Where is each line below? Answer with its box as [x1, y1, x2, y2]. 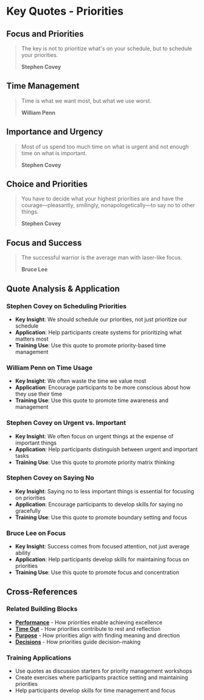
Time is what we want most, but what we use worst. [21, 97, 152, 105]
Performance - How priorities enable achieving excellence [15, 619, 163, 626]
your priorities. [21, 51, 58, 59]
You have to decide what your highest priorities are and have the [21, 195, 184, 202]
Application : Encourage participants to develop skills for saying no [15, 500, 183, 508]
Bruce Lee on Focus [6, 529, 66, 537]
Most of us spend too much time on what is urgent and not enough [21, 142, 189, 150]
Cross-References [6, 586, 78, 597]
